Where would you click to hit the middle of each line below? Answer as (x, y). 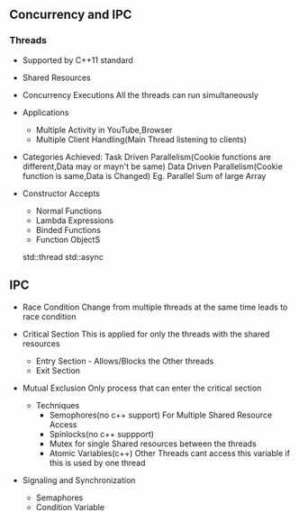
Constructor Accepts (61, 193)
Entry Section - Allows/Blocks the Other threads (125, 361)
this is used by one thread (97, 462)
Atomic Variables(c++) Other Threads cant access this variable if (170, 453)
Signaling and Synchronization (79, 480)
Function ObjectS (68, 239)
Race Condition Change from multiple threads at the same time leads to (155, 307)
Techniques (58, 405)
